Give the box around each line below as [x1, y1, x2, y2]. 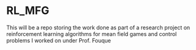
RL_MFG [6, 4, 50, 18]
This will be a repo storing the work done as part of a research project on [6, 24, 191, 31]
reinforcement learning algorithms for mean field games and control [6, 30, 177, 37]
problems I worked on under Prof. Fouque [6, 37, 111, 44]
